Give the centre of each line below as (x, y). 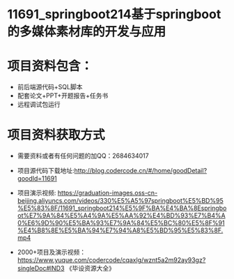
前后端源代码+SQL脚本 (50, 87)
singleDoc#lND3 (41, 269)
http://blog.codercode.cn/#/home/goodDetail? (141, 171)
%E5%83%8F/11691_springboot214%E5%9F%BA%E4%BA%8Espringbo (122, 208)
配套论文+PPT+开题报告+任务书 (63, 96)
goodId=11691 (37, 179)
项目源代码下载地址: (46, 171)
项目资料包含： (50, 66)
